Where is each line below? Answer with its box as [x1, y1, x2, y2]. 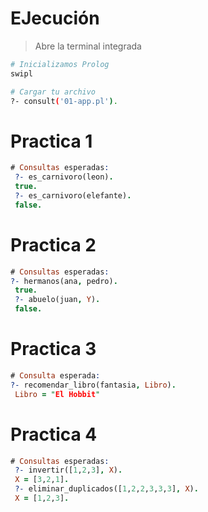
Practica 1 [10, 130, 93, 152]
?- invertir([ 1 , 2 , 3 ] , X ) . [14, 465, 123, 476]
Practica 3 [10, 338, 97, 361]
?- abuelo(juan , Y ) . [14, 295, 101, 305]
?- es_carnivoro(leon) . [14, 172, 114, 182]
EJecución [10, 7, 100, 30]
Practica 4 [10, 423, 98, 446]
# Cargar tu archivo [10, 87, 97, 97]
